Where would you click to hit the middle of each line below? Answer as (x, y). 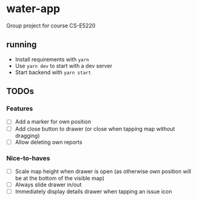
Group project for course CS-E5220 (51, 26)
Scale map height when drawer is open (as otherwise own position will (103, 171)
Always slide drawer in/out (48, 185)
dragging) (28, 135)
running (22, 45)
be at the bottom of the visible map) (60, 178)
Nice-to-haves (28, 158)
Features (20, 109)
